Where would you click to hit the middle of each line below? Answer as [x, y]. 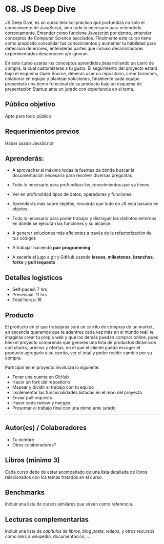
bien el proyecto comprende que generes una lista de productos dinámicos [81, 342]
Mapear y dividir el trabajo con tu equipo [53, 387]
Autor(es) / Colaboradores [46, 428]
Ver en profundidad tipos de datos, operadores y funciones [72, 194]
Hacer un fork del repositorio [41, 382]
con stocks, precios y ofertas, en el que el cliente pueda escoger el [73, 348]
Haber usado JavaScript [29, 143]
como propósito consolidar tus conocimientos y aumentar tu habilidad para [81, 43]
